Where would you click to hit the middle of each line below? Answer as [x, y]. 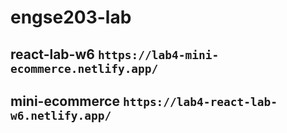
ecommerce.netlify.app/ [84, 68]
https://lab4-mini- [158, 54]
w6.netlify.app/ [61, 115]
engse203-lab [71, 17]
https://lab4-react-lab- [200, 101]
